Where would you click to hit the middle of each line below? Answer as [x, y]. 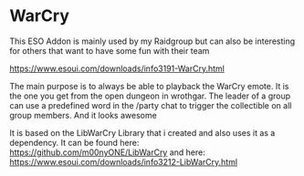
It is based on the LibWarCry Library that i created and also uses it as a [142, 132]
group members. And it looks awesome [83, 115]
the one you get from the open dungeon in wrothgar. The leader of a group [150, 96]
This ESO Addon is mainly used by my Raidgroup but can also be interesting [152, 41]
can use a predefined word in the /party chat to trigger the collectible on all [151, 105]
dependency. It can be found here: [74, 142]
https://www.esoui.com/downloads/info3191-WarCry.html [117, 68]
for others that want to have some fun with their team [110, 50]
